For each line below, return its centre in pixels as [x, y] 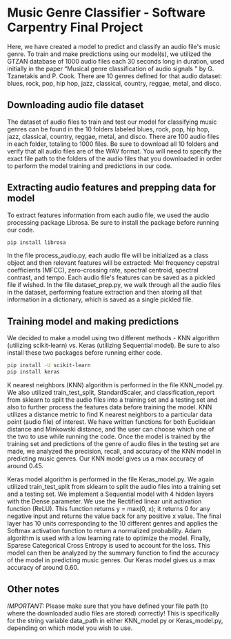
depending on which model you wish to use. [70, 628]
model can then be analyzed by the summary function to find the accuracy [113, 553]
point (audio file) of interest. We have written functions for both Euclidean [111, 422]
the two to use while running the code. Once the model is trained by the [109, 436]
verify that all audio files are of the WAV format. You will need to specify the [114, 151]
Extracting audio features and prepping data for [111, 188]
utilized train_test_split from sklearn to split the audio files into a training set [114, 487]
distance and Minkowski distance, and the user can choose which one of [111, 429]
